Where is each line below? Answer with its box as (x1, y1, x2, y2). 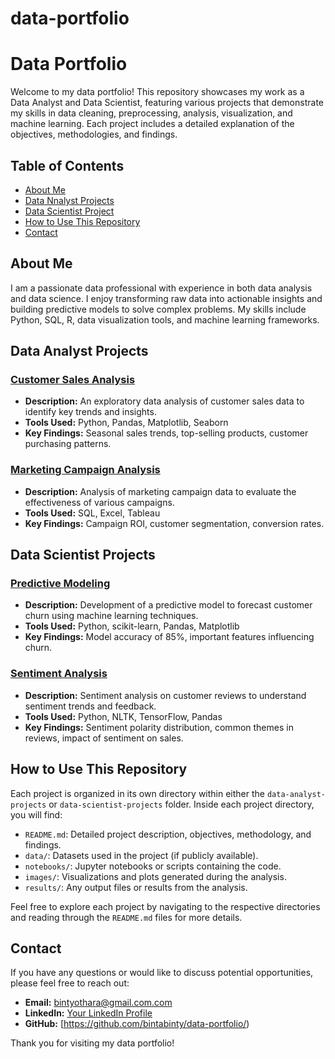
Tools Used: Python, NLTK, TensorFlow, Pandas (24, 710, 223, 722)
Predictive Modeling (10, 577, 111, 591)
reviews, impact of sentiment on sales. (24, 732, 184, 744)
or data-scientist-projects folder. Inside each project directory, (48, 798, 315, 810)
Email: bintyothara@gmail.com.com (24, 997, 173, 1009)
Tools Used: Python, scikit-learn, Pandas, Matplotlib (24, 620, 240, 632)
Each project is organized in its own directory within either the (10, 787, 265, 799)
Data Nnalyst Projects (24, 194, 115, 206)
